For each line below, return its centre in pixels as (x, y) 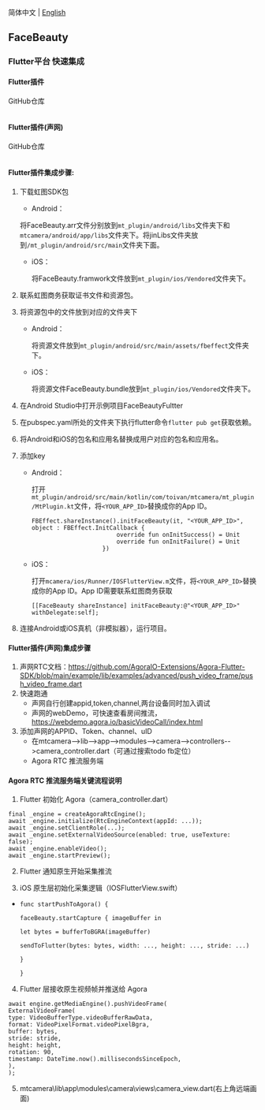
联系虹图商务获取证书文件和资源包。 (78, 295)
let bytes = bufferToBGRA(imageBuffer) (85, 932)
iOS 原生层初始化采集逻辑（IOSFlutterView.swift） (101, 888)
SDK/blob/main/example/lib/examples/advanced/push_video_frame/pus (136, 676)
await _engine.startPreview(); (60, 856)
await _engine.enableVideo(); (58, 849)
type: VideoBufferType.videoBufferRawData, (81, 1018)
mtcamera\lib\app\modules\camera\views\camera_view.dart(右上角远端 (134, 1089)
